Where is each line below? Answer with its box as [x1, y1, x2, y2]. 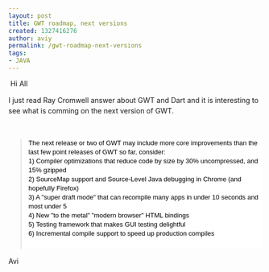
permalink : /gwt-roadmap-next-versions [8, 42, 143, 50]
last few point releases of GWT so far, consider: [27, 147, 166, 156]
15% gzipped [27, 166, 67, 174]
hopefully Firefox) [27, 183, 79, 192]
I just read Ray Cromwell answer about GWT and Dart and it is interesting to [8, 95, 259, 105]
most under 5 [27, 202, 67, 210]
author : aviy [8, 34, 52, 43]
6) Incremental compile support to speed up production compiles [27, 229, 215, 237]
